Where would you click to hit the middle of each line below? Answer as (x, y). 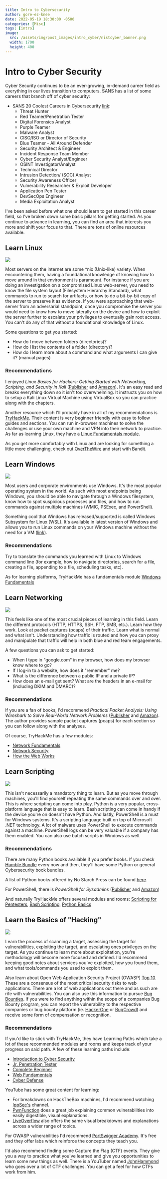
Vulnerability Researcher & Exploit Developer (66, 185)
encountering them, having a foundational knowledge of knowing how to (80, 275)
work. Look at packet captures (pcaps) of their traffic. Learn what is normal (82, 629)
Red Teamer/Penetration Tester (52, 116)
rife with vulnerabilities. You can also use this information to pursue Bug (79, 993)
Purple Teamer (35, 127)
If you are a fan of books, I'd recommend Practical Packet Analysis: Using (81, 710)
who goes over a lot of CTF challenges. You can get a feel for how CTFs (79, 1167)
